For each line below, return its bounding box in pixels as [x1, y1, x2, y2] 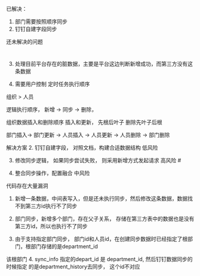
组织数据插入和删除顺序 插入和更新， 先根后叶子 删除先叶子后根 [6, 119, 162, 126]
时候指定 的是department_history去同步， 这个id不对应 [6, 263, 140, 271]
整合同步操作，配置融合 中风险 [14, 169, 90, 177]
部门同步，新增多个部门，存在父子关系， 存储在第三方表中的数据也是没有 [14, 215, 195, 223]
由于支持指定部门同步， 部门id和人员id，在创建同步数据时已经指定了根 [14, 235, 188, 242]
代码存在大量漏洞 [6, 182, 48, 190]
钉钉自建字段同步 [14, 26, 57, 32]
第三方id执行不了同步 [25, 202, 78, 210]
